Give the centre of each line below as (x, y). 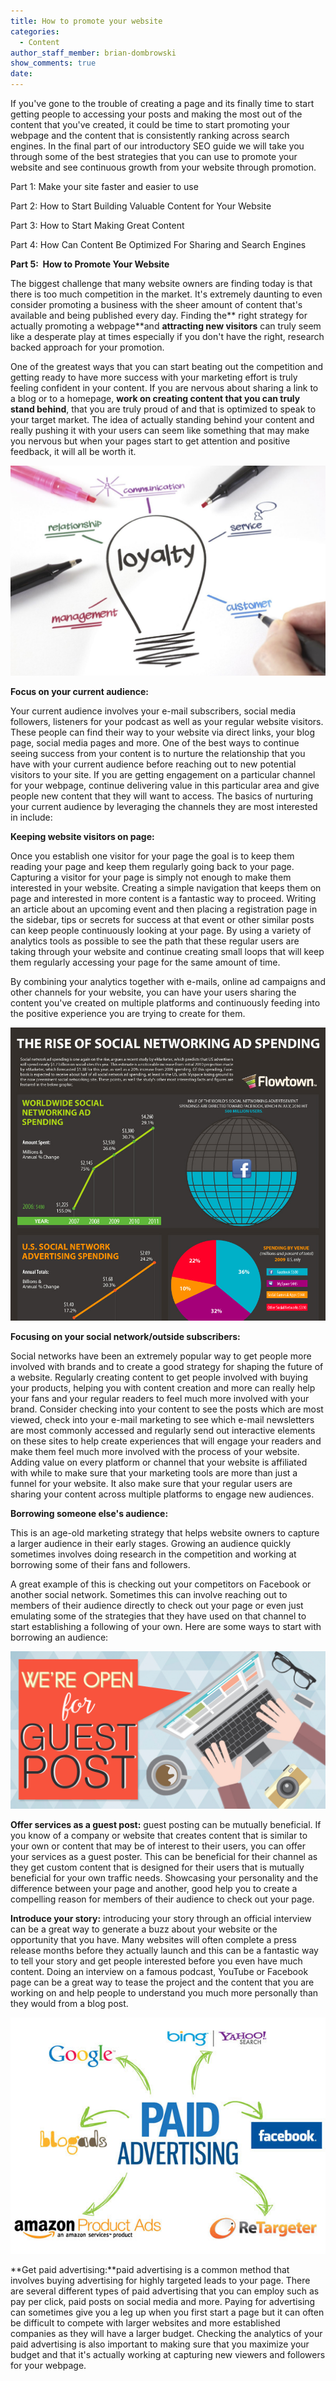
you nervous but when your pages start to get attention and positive (150, 441)
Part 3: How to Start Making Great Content (97, 225)
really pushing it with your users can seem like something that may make (160, 430)
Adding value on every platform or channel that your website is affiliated (159, 1462)
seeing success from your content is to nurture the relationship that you (158, 753)
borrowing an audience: (59, 1637)
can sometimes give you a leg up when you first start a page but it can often (167, 2312)
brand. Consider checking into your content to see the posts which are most (167, 1409)
